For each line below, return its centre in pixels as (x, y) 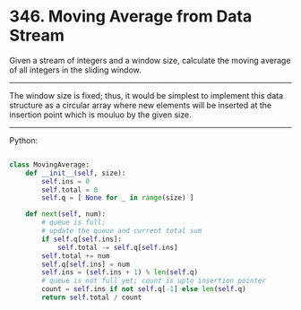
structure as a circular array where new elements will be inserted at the (140, 105)
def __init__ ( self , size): (76, 173)
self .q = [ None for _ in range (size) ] (118, 198)
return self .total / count (92, 297)
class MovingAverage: (50, 164)
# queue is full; (73, 223)
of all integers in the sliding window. (75, 70)
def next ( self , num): (65, 214)
